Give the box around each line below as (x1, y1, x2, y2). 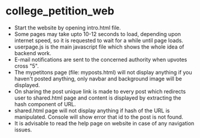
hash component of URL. (14, 100, 76, 107)
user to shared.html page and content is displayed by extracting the (14, 94, 181, 101)
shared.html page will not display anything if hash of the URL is (14, 107, 170, 114)
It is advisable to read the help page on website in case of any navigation (14, 119, 195, 127)
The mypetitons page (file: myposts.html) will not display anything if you (14, 68, 192, 76)
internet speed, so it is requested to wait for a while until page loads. (14, 37, 184, 44)
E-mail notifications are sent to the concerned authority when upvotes (14, 56, 187, 63)
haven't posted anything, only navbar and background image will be (14, 75, 182, 82)
